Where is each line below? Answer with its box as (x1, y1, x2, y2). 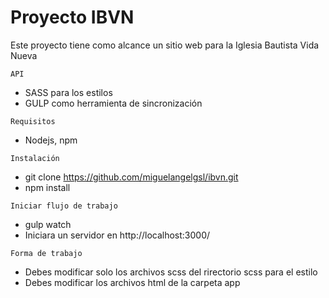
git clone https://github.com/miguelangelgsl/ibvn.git (24, 171, 239, 183)
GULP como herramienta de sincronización (24, 97, 203, 109)
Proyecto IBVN (10, 6, 135, 29)
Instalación (10, 153, 60, 163)
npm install (24, 181, 71, 193)
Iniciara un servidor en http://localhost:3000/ (24, 229, 211, 241)
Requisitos (10, 116, 56, 126)
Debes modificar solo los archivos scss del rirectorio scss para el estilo (24, 266, 318, 278)
